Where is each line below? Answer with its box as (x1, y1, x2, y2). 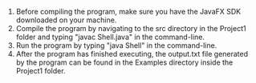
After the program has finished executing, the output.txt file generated (15, 49, 249, 58)
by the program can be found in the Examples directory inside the (15, 57, 234, 67)
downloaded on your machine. (15, 15, 117, 25)
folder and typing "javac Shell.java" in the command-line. (15, 32, 205, 41)
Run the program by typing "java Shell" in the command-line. (15, 41, 217, 50)
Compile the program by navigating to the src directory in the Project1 (15, 24, 246, 33)
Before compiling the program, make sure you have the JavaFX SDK (15, 7, 242, 16)
